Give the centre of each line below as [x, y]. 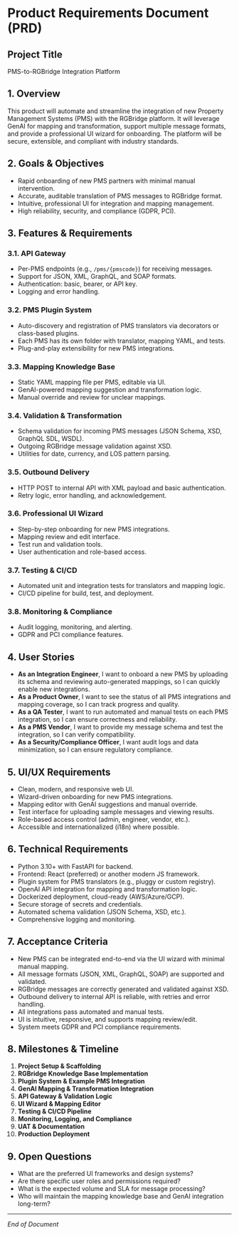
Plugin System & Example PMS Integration [81, 1081]
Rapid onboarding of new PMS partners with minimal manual [106, 181]
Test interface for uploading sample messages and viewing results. [116, 812]
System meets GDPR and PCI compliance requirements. [99, 1027]
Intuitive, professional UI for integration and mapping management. [116, 203]
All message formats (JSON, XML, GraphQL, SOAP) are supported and [121, 974]
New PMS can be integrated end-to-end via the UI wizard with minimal [121, 958]
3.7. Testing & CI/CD [42, 570]
